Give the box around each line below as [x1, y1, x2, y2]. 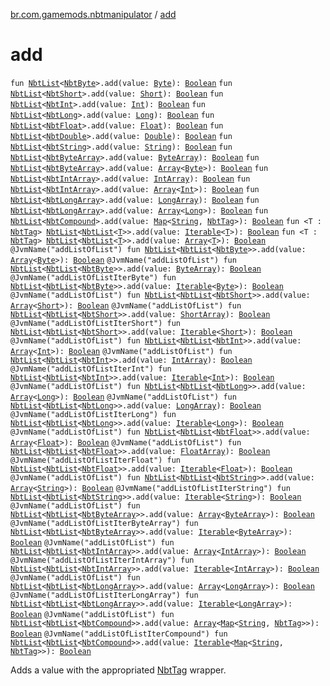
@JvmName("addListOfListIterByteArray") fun [10, 518, 199, 528]
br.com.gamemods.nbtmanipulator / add [10, 9, 177, 20]
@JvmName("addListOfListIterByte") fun [10, 272, 177, 283]
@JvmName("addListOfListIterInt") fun [10, 364, 172, 374]
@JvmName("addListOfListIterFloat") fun [10, 455, 182, 465]
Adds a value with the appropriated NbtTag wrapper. [10, 664, 227, 676]
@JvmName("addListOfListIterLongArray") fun [10, 590, 199, 600]
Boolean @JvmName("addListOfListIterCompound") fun [10, 629, 228, 639]
